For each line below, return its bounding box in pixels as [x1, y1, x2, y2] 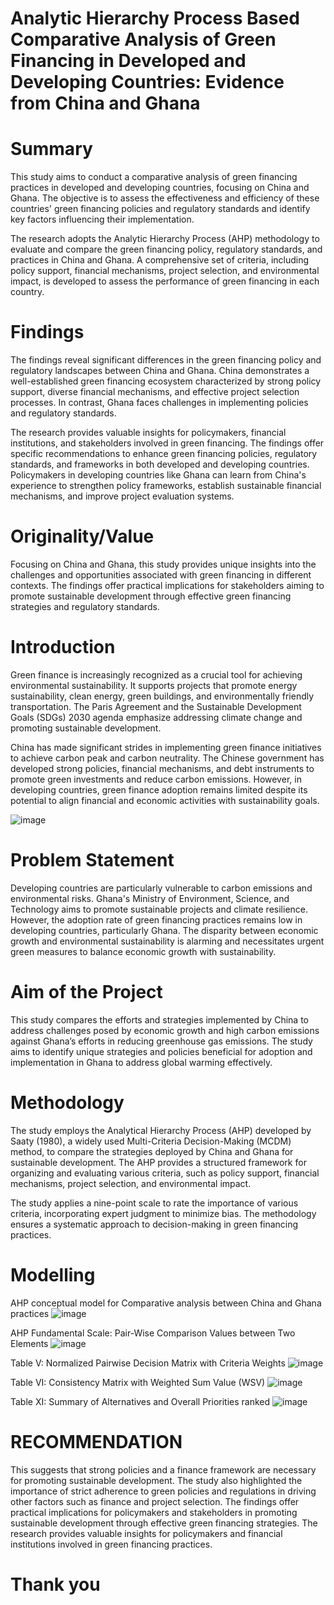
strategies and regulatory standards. [10, 601, 160, 612]
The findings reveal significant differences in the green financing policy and [10, 354, 322, 366]
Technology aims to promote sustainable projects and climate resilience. [10, 903, 309, 915]
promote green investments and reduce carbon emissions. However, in [10, 773, 302, 785]
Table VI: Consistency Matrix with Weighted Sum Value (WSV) [10, 1376, 266, 1388]
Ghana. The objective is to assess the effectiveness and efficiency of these [10, 192, 320, 204]
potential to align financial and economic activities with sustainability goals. [10, 794, 320, 806]
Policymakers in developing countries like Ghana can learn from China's [10, 469, 307, 481]
